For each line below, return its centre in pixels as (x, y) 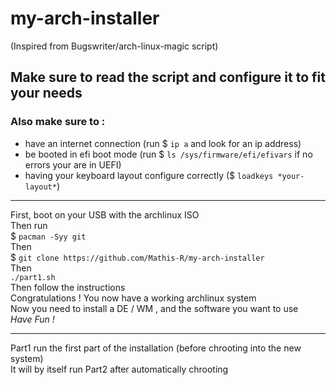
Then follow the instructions (68, 287)
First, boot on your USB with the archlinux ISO (105, 214)
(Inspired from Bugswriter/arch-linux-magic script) (114, 46)
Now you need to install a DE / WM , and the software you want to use (154, 308)
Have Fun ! (32, 319)
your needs (46, 93)
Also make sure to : (58, 122)
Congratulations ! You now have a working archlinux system (133, 298)
